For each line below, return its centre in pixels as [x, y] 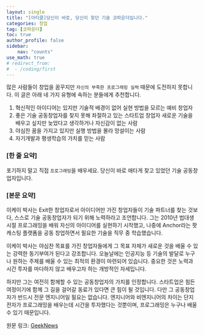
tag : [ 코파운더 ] [24, 29]
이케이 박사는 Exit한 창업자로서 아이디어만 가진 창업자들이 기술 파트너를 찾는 [97, 209]
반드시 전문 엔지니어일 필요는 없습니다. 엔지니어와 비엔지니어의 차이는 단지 [106, 297]
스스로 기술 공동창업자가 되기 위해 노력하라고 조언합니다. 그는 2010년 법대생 [104, 217]
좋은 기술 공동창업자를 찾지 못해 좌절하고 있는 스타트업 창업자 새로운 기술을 [104, 115]
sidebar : [17, 47]
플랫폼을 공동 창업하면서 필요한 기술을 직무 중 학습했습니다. [93, 233]
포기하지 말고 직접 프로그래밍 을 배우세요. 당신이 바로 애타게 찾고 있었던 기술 [94, 170]
